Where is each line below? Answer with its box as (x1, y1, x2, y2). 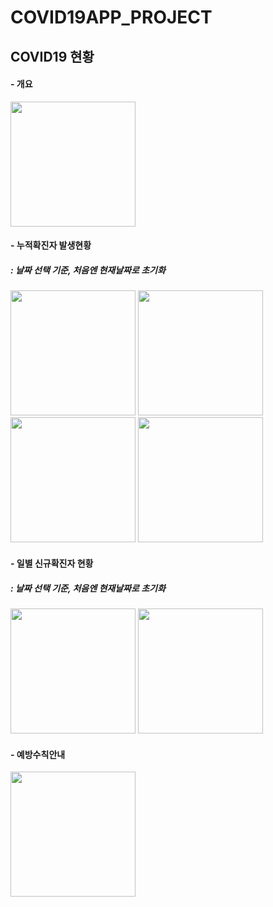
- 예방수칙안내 (10, 748, 66, 760)
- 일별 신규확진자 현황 (10, 557, 94, 569)
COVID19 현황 (10, 48, 95, 65)
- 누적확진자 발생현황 (10, 239, 92, 251)
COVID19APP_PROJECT (10, 6, 213, 29)
